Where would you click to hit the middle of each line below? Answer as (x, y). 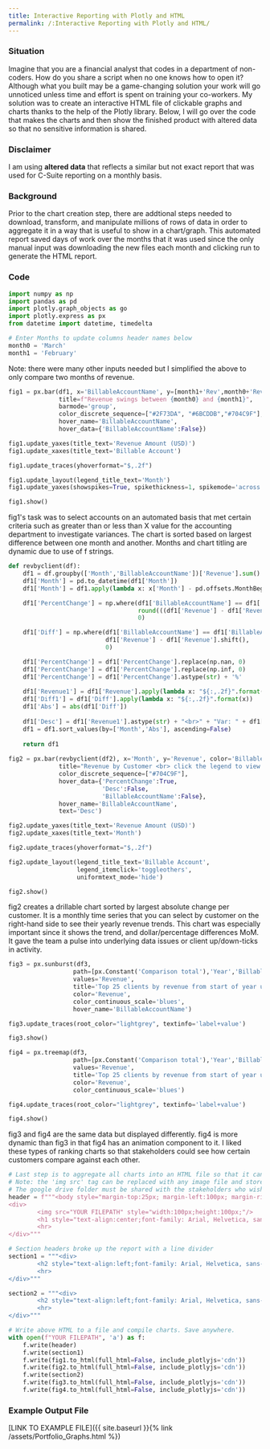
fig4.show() (28, 1119)
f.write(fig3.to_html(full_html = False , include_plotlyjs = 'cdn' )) (135, 1382)
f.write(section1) (53, 1353)
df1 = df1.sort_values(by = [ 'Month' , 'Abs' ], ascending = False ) (127, 729)
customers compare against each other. (74, 1160)
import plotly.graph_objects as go (68, 309)
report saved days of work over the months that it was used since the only (131, 239)
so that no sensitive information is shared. (78, 129)
